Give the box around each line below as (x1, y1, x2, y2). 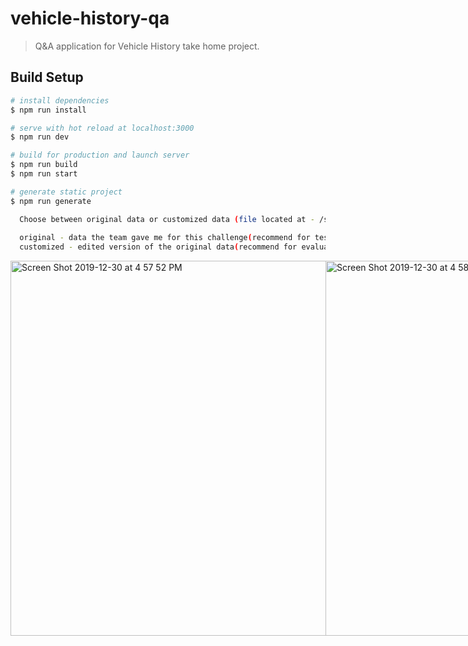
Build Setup (10, 69, 84, 86)
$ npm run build (10, 160, 78, 170)
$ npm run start (10, 169, 78, 179)
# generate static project (10, 187, 123, 197)
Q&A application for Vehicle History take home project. (34, 40, 260, 52)
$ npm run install (10, 105, 87, 115)
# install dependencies (10, 95, 110, 106)
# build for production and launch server (10, 150, 190, 161)
